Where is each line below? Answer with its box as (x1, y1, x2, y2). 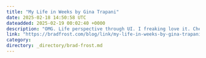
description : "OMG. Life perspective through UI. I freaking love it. (6, 25, 191, 32)
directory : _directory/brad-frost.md (6, 43, 103, 49)
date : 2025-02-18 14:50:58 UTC (6, 14, 86, 21)
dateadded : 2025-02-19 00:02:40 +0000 (6, 20, 105, 26)
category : (6, 37, 32, 43)
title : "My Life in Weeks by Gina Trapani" (6, 8, 120, 15)
